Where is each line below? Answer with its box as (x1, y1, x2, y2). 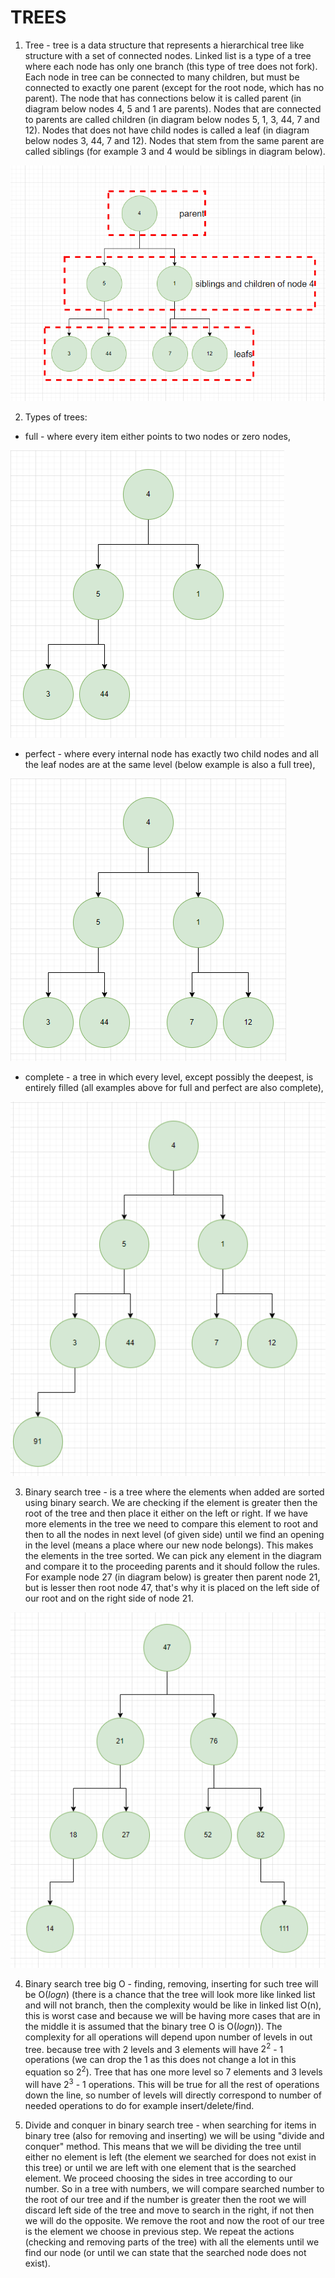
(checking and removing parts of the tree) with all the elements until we (24, 2236, 320, 2248)
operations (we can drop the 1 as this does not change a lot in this (24, 2054, 297, 2066)
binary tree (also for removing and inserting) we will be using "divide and (24, 2129, 325, 2141)
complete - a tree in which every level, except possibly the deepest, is (24, 1071, 314, 1083)
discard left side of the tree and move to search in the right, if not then (24, 2204, 315, 2216)
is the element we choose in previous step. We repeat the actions (24, 2225, 295, 2237)
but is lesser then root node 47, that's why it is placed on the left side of (24, 1582, 320, 1594)
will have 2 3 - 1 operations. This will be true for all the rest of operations (24, 2077, 320, 2090)
